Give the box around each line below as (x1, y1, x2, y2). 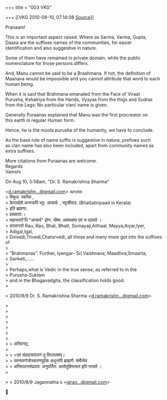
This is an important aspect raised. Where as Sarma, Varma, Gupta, (5, 34, 147, 40)
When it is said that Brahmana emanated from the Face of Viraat (5, 91, 140, 97)
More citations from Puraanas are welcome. (5, 158, 98, 164)
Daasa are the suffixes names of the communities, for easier (5, 39, 132, 46)
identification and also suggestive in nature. (5, 45, 98, 51)
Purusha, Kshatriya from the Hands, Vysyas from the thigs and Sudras (5, 97, 153, 102)
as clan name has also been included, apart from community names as (5, 143, 154, 148)
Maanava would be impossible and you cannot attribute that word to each (5, 76, 160, 81)
